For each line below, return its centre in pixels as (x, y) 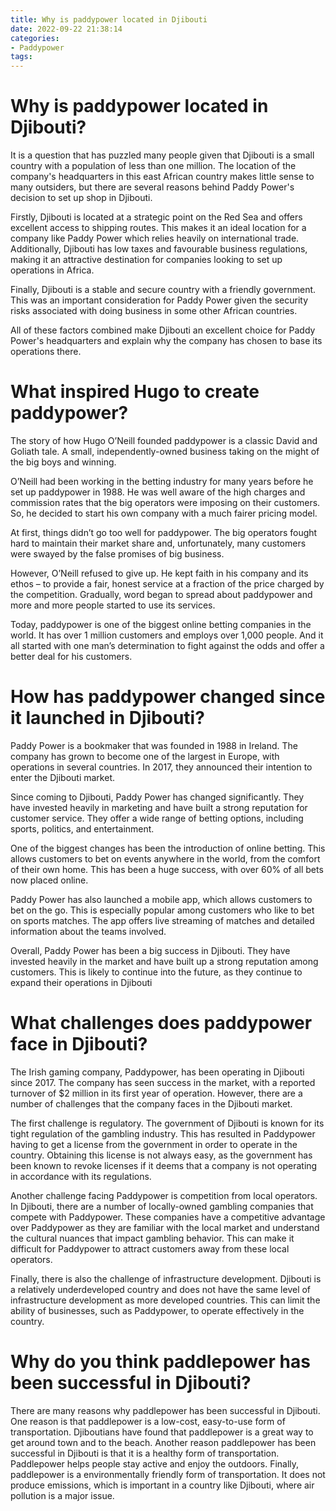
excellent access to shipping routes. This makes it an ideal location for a (158, 228)
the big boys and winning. (63, 462)
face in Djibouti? (79, 1044)
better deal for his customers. (71, 656)
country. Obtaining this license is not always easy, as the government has (161, 1155)
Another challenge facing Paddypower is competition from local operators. (164, 1195)
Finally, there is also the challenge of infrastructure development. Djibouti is (166, 1278)
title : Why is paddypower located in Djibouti (109, 19)
